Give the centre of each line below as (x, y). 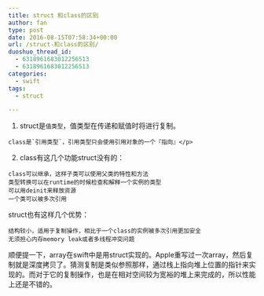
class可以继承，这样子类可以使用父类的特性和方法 (79, 174)
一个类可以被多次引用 (37, 199)
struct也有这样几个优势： (49, 215)
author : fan (27, 23)
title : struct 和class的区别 (53, 15)
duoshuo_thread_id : (40, 52)
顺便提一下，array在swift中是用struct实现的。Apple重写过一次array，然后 (127, 255)
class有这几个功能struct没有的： (71, 158)
